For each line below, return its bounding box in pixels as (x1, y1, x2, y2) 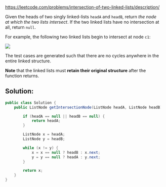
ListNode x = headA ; (23, 132, 65, 137)
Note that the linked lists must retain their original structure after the (5, 68, 146, 73)
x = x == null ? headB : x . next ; (31, 150, 100, 155)
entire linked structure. (5, 58, 51, 64)
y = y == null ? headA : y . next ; (31, 154, 100, 160)
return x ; (23, 168, 43, 173)
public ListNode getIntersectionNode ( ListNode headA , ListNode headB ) (14, 105, 163, 110)
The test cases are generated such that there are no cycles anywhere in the (5, 53, 159, 58)
